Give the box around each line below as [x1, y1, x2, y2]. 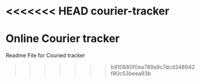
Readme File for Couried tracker [5, 52, 86, 59]
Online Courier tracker [5, 32, 120, 46]
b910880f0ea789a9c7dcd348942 [110, 63, 196, 71]
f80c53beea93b [110, 70, 152, 77]
